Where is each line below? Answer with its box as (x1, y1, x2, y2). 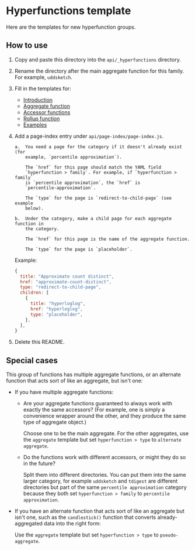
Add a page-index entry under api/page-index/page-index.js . (14, 132, 164, 139)
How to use (6, 40, 48, 50)
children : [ (20, 290, 49, 296)
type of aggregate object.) (23, 419, 86, 426)
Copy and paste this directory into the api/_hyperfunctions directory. (14, 56, 181, 63)
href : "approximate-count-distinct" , (20, 279, 112, 285)
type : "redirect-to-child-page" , (20, 284, 102, 291)
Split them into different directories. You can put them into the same (23, 472, 186, 479)
